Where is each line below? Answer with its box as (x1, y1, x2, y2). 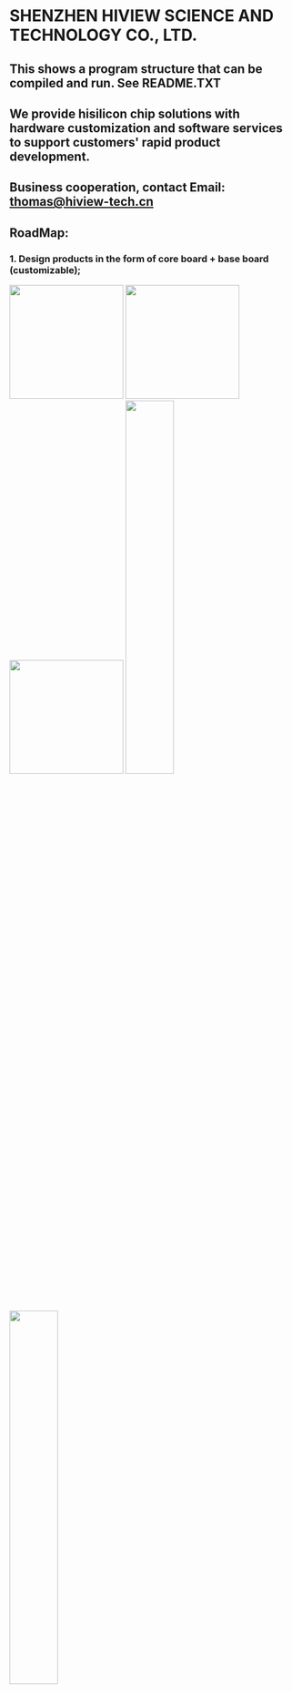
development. (9, 148, 91, 164)
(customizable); (9, 263, 82, 276)
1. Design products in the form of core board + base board (9, 252, 269, 265)
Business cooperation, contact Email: (9, 179, 226, 196)
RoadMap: (9, 225, 70, 240)
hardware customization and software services (9, 120, 284, 136)
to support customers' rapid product (9, 134, 221, 150)
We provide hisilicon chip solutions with (9, 106, 241, 121)
